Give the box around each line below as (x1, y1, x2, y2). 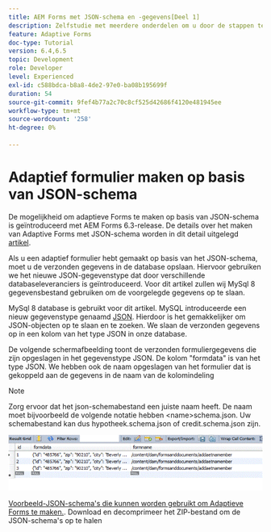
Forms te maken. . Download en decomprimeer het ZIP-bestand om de (8, 507, 240, 517)
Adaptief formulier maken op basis (8, 168, 246, 186)
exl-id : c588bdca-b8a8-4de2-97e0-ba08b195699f (8, 81, 168, 89)
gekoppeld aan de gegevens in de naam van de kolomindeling (8, 370, 215, 379)
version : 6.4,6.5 (8, 47, 67, 56)
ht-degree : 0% (8, 124, 56, 132)
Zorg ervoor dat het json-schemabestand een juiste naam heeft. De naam (8, 401, 252, 411)
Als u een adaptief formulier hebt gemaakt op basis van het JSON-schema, (8, 253, 258, 262)
